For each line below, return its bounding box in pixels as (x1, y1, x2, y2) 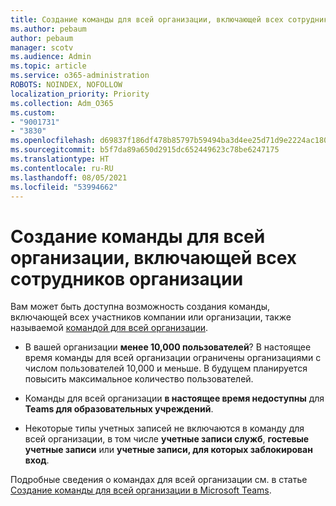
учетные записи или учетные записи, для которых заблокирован (24, 444, 313, 456)
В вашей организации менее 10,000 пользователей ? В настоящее (24, 341, 312, 353)
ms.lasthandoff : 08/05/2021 (10, 172, 128, 183)
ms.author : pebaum (10, 24, 87, 34)
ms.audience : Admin (10, 52, 92, 62)
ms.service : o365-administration (10, 71, 150, 81)
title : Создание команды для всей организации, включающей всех (10, 14, 284, 25)
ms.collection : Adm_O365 (10, 98, 114, 108)
